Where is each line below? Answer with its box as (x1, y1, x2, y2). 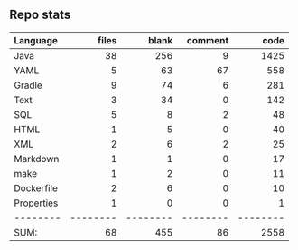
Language (14, 34, 59, 46)
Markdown (14, 152, 60, 165)
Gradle (14, 79, 42, 91)
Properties (14, 197, 59, 209)
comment (186, 34, 228, 46)
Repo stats (9, 7, 71, 23)
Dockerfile (14, 181, 59, 194)
